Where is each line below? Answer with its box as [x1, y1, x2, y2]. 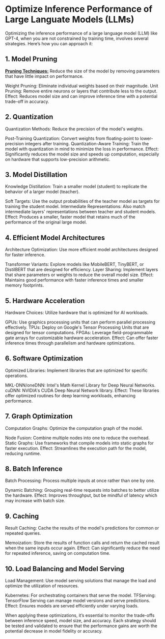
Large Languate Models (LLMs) [5, 14, 135, 25]
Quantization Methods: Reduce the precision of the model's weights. [5, 126, 144, 131]
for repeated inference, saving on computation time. [5, 550, 110, 556]
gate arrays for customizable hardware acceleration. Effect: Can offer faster [5, 335, 159, 341]
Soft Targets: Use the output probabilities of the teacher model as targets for [5, 198, 160, 204]
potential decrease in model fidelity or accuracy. [5, 628, 103, 634]
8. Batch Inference [5, 465, 63, 473]
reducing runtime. [5, 450, 41, 456]
